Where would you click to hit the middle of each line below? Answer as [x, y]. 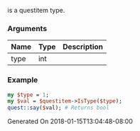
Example [23, 80]
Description [83, 47]
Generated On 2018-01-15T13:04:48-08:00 [70, 121]
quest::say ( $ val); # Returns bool [59, 108]
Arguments [27, 28]
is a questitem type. [36, 10]
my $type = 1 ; [28, 95]
